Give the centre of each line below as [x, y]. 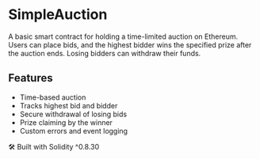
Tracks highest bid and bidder [69, 105]
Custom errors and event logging [74, 131]
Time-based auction [53, 97]
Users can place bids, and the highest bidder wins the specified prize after [130, 44]
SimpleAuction [58, 15]
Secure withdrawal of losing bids [73, 114]
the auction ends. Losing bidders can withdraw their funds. [105, 53]
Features [31, 78]
